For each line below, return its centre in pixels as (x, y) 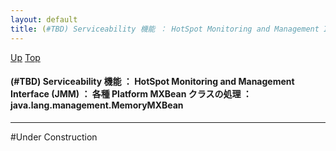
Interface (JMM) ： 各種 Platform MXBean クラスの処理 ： (131, 94)
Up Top (25, 57)
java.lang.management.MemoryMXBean (97, 105)
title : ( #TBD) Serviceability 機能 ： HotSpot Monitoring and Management (165, 29)
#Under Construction (54, 137)
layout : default (44, 19)
